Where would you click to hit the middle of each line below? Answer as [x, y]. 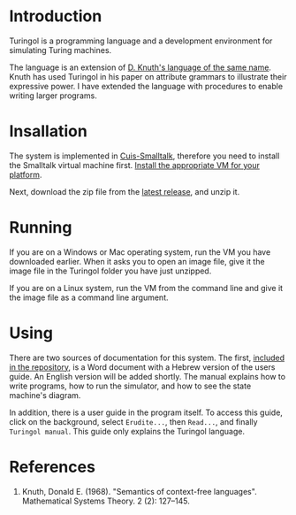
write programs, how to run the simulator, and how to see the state [130, 386]
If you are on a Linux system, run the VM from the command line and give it [146, 288]
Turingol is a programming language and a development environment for [141, 41]
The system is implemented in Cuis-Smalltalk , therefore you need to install [144, 156]
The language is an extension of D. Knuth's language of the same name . [140, 67]
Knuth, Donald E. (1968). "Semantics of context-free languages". [140, 491]
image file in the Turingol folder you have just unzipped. [110, 271]
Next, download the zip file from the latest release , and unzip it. [125, 191]
